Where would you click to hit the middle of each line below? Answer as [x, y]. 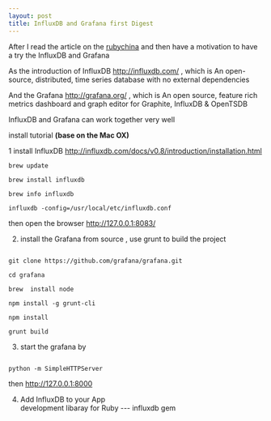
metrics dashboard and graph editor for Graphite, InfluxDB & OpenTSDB [128, 104]
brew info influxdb [41, 194]
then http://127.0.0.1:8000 [51, 383]
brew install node [41, 289]
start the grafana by [53, 347]
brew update [28, 166]
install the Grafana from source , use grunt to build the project [123, 239]
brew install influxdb [47, 180]
